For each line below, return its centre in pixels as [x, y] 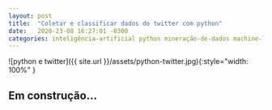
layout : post [30, 16]
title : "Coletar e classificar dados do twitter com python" [115, 23]
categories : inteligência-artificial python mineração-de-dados [119, 38]
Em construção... [53, 95]
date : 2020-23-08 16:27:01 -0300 [68, 31]
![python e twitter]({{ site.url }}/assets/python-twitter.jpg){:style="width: [128, 61]
